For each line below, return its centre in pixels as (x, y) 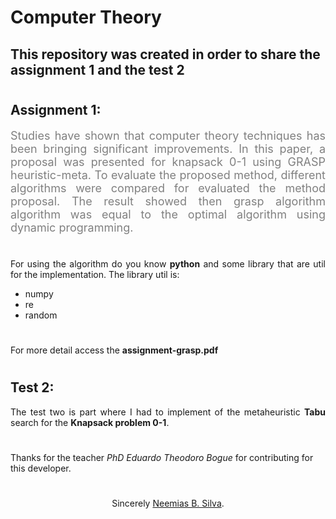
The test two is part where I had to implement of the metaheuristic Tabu (168, 412)
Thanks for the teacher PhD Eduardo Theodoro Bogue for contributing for (162, 457)
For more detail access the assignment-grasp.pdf (114, 350)
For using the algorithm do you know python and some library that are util (168, 263)
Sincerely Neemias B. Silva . (168, 503)
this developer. (41, 468)
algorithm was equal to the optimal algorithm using (168, 214)
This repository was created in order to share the (165, 54)
